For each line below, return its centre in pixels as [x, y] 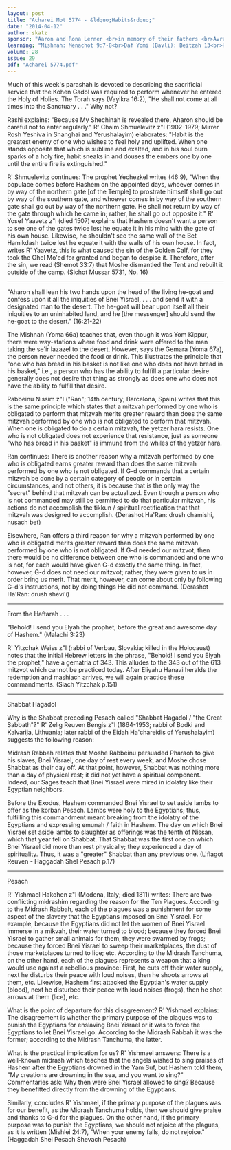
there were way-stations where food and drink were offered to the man [108, 342]
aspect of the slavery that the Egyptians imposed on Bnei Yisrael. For [105, 916]
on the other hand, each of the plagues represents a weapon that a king [109, 960]
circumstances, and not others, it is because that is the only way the [104, 485]
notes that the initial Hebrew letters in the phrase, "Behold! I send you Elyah [114, 655]
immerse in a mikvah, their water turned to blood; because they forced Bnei [114, 931]
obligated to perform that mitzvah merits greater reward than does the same [115, 413]
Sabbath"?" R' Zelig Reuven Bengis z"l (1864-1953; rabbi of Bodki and [106, 724]
